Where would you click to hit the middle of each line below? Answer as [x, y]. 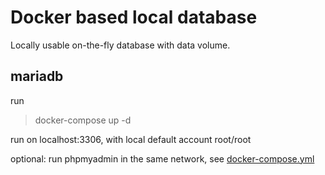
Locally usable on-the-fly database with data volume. [120, 45]
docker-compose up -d [83, 120]
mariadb [37, 76]
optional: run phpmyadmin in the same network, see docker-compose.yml [162, 158]
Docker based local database [134, 17]
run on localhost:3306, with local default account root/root [131, 139]
